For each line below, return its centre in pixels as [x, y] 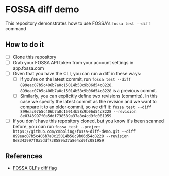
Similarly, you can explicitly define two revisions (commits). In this [89, 96]
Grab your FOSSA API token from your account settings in [73, 62]
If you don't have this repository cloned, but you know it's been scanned [88, 121]
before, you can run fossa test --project [57, 127]
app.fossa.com [28, 68]
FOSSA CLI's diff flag [35, 168]
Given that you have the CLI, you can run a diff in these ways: [77, 73]
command [16, 28]
